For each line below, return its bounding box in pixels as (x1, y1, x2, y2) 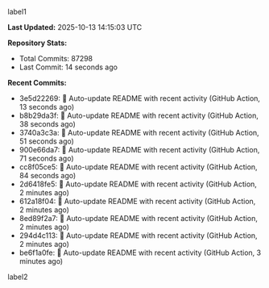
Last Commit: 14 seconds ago (19, 62, 118, 72)
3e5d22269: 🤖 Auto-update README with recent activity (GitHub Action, (19, 94, 261, 103)
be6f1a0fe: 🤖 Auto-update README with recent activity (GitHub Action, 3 (19, 248, 262, 257)
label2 (7, 272, 28, 282)
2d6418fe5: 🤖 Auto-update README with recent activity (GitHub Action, (19, 179, 257, 189)
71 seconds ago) (19, 153, 74, 163)
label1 (7, 7, 27, 16)
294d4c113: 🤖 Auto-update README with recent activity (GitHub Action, (19, 231, 259, 240)
